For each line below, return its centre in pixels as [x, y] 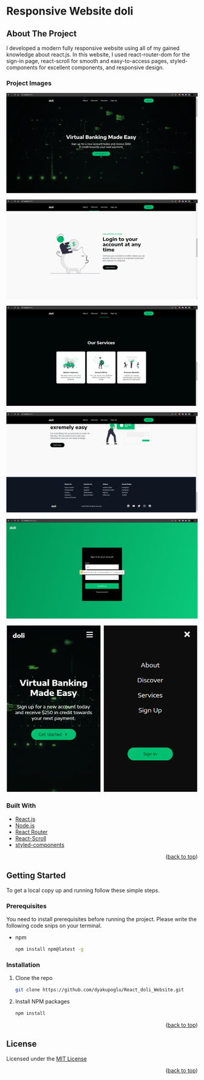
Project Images [29, 83]
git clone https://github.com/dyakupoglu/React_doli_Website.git [99, 990]
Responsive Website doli [70, 11]
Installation [23, 965]
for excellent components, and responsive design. [102, 67]
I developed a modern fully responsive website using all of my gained [93, 48]
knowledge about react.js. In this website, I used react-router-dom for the [98, 55]
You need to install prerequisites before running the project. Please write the [102, 919]
